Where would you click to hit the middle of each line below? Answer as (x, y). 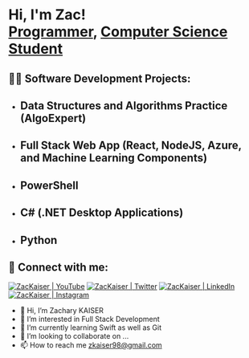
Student (36, 49)
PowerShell (49, 185)
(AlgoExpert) (53, 118)
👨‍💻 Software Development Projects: (100, 78)
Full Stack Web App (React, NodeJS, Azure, (131, 146)
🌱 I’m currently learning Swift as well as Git (91, 327)
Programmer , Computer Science (118, 32)
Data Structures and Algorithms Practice (124, 106)
